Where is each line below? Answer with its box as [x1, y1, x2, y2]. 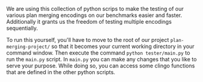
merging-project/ [6, 44, 50, 50]
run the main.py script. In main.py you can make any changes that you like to [6, 56, 197, 63]
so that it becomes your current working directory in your [51, 43, 194, 50]
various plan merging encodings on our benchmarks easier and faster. [6, 12, 182, 19]
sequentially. [6, 24, 38, 32]
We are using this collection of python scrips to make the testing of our [6, 5, 184, 12]
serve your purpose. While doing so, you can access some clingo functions [6, 62, 195, 69]
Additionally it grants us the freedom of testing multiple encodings [6, 18, 172, 25]
